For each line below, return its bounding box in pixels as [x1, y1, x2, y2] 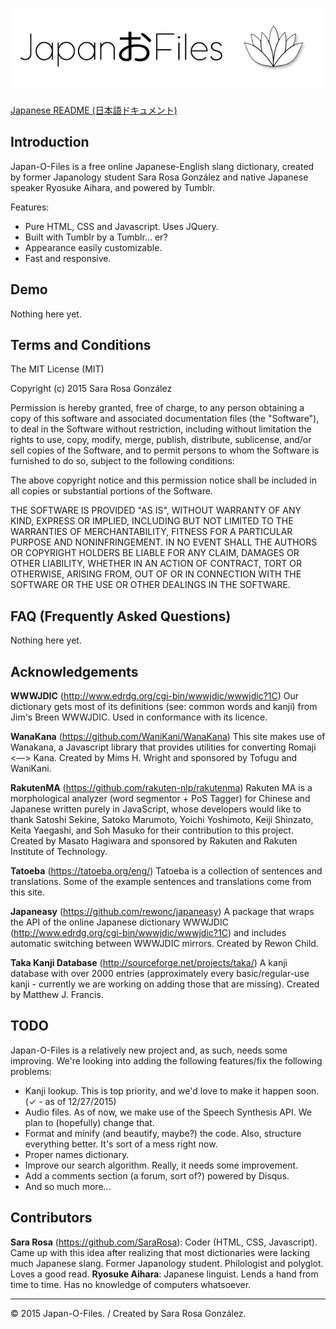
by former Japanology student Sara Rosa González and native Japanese [10, 171, 309, 183]
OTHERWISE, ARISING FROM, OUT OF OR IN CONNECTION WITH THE [10, 568, 302, 580]
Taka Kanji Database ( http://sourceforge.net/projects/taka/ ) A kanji [10, 957, 288, 968]
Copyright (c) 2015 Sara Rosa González [10, 383, 173, 395]
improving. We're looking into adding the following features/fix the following [10, 1054, 323, 1067]
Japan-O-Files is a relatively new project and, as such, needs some [10, 1044, 288, 1056]
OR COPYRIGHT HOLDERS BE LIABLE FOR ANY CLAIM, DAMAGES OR [10, 547, 300, 559]
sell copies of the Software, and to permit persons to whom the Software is [10, 444, 320, 457]
